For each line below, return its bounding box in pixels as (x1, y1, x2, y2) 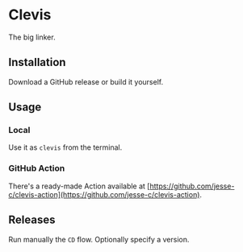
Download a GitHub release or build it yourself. (8, 76, 164, 86)
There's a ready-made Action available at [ (8, 181, 150, 191)
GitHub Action (8, 163, 65, 174)
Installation (8, 56, 66, 69)
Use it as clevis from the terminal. (8, 143, 123, 152)
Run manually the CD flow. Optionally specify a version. (8, 234, 190, 244)
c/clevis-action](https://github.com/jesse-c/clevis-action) (8, 189, 200, 199)
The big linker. (8, 32, 56, 42)
